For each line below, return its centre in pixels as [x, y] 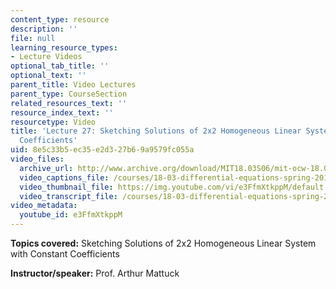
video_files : [37, 159]
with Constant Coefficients [65, 254]
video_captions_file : [64, 177]
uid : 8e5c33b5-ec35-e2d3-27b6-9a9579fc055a [102, 150]
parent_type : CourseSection [69, 94]
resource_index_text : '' [62, 112]
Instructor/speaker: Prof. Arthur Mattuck [95, 273]
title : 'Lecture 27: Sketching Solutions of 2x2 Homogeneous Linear [156, 131]
